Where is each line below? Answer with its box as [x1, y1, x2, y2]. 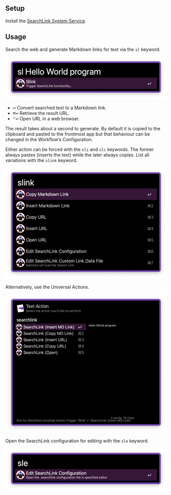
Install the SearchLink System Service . [5, 17, 87, 24]
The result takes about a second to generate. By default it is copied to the [5, 125, 160, 131]
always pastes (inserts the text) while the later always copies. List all [5, 151, 149, 158]
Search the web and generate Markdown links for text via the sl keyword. [5, 46, 161, 52]
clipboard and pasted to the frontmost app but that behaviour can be [5, 131, 150, 137]
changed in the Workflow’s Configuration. [5, 136, 93, 143]
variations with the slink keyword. [5, 157, 78, 163]
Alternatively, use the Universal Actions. [5, 284, 90, 290]
